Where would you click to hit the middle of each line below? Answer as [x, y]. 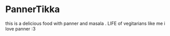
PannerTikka [33, 9]
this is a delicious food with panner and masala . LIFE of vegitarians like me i [85, 23]
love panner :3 [20, 28]
